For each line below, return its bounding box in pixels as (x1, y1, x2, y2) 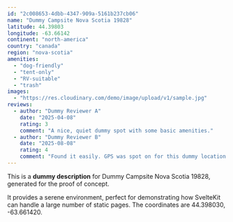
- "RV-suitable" (13, 75, 61, 82)
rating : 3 (20, 120, 49, 128)
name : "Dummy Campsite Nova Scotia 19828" (7, 17, 133, 24)
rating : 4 (20, 147, 49, 154)
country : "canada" (7, 43, 61, 50)
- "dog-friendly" (13, 62, 64, 69)
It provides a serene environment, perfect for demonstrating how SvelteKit (7, 193, 221, 201)
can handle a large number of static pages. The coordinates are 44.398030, (7, 200, 225, 209)
